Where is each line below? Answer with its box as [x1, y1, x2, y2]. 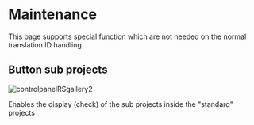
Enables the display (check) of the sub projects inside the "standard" [8, 99, 234, 108]
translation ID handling [8, 40, 82, 49]
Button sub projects [8, 63, 108, 77]
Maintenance [8, 6, 98, 24]
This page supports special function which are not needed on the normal [8, 32, 247, 41]
